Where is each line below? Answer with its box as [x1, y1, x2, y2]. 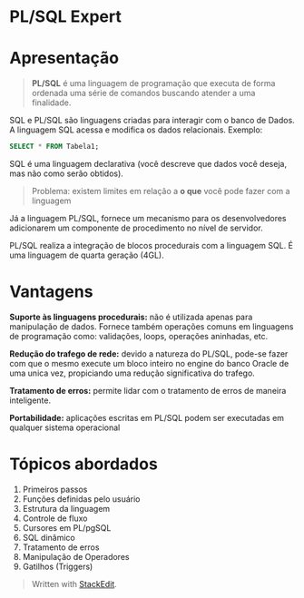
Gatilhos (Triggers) [22, 561, 93, 572]
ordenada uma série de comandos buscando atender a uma [31, 88, 256, 99]
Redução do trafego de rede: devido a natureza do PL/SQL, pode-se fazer [9, 348, 289, 359]
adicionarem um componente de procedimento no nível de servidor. [9, 222, 263, 233]
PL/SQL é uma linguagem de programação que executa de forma [31, 78, 276, 89]
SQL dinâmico [22, 532, 75, 543]
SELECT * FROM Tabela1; [9, 142, 100, 152]
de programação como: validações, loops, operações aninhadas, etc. [9, 330, 269, 341]
